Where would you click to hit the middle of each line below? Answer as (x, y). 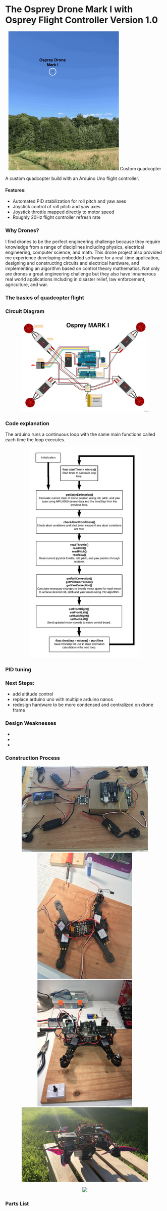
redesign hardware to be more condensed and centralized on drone (83, 705)
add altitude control (33, 694)
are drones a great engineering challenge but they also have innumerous (81, 273)
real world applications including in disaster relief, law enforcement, (75, 279)
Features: (16, 190)
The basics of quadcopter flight (45, 298)
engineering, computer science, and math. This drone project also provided (84, 252)
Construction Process (33, 758)
